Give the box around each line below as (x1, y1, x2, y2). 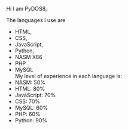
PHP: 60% (14, 110, 41, 117)
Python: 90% (14, 117, 48, 124)
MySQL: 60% (14, 104, 48, 111)
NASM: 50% (14, 79, 46, 86)
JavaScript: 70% (14, 92, 56, 98)
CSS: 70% (14, 98, 41, 105)
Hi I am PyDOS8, (6, 5, 47, 12)
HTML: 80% (14, 85, 45, 92)
